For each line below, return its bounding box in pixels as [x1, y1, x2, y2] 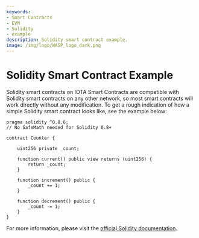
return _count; [28, 161, 66, 168]
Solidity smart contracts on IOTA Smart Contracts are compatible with [6, 88, 179, 95]
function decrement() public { [17, 198, 96, 204]
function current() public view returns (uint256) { [17, 156, 153, 162]
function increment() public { [17, 177, 96, 183]
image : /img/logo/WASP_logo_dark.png [6, 43, 101, 49]
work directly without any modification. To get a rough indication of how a [6, 101, 190, 108]
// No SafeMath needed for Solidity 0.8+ [6, 124, 112, 130]
